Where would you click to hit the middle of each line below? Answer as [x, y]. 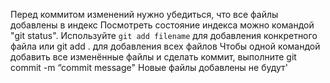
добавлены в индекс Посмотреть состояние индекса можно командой [162, 25]
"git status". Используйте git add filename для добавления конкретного [164, 35]
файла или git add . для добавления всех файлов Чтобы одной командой [165, 46]
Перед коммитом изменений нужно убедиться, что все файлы [144, 14]
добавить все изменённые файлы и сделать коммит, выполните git [153, 57]
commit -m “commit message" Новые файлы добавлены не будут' [149, 67]
